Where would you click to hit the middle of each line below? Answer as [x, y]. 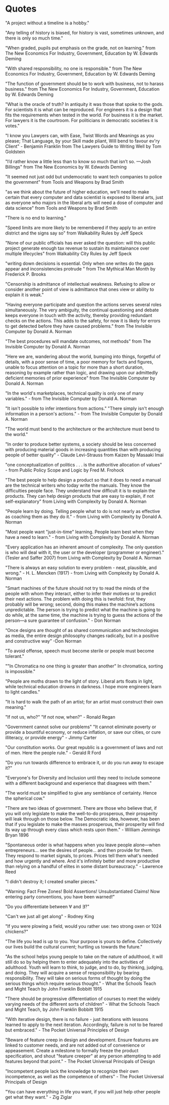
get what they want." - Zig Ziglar [39, 1097]
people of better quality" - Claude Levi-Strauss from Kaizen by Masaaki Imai [84, 455]
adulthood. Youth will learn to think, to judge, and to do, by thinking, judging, [84, 967]
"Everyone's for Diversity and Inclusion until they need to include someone [83, 777]
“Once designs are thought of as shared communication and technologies [82, 630]
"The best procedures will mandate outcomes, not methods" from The [78, 341]
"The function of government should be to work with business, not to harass [84, 84]
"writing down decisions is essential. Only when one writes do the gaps [79, 263]
